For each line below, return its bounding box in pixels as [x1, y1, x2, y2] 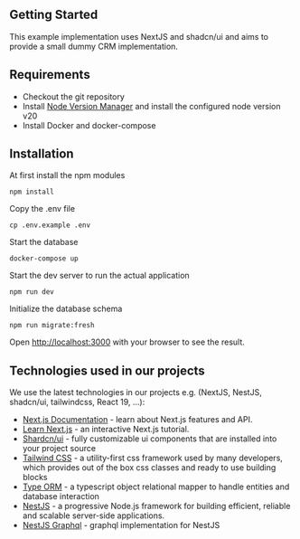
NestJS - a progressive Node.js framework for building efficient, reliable [22, 501, 291, 512]
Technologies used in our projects [9, 363, 205, 378]
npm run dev [9, 288, 54, 297]
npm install [9, 187, 54, 197]
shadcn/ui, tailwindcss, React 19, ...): [9, 397, 145, 408]
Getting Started [9, 7, 98, 23]
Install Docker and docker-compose [22, 119, 156, 130]
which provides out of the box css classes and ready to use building [22, 462, 277, 473]
